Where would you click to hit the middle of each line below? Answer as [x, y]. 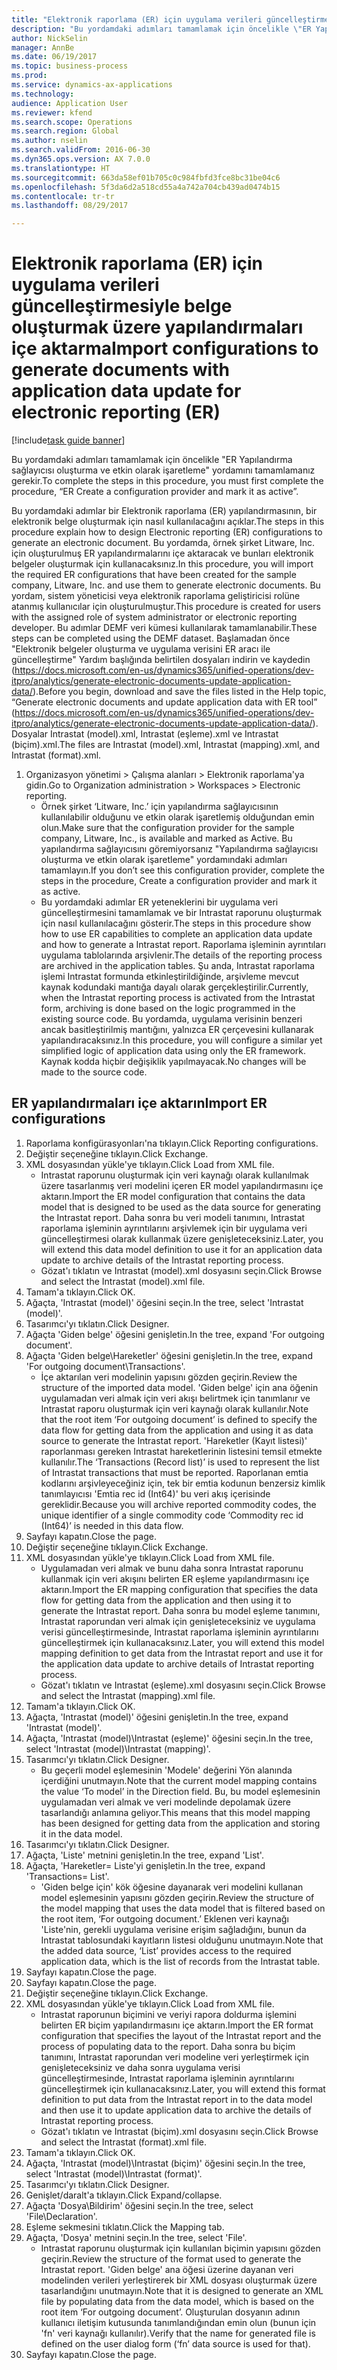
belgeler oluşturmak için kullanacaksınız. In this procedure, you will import [162, 564]
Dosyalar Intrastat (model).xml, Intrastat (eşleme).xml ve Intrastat [145, 734]
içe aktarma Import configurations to [165, 348]
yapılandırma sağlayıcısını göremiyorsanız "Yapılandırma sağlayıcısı [179, 849]
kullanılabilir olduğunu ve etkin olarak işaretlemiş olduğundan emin [177, 817]
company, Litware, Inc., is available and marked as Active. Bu [166, 838]
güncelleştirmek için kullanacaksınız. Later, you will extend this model [182, 1642]
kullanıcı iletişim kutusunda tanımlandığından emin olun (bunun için [178, 2322]
